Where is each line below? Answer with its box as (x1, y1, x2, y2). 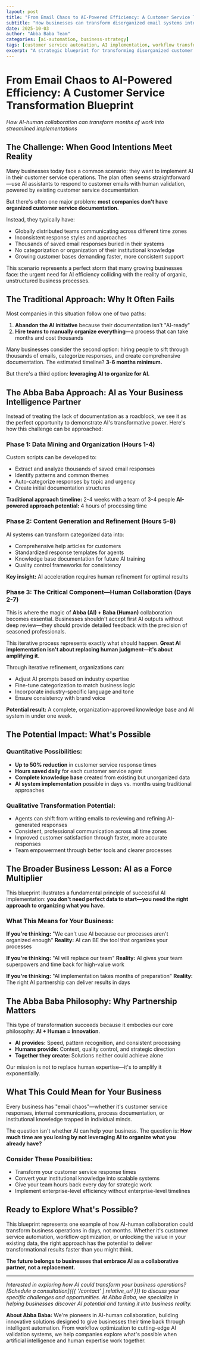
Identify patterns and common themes (14, 472, 109, 479)
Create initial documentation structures (14, 484, 111, 491)
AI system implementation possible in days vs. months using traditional (14, 780, 192, 787)
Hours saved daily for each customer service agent (14, 767, 142, 774)
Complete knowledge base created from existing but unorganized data (14, 774, 190, 781)
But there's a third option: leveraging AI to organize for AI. (6, 370, 150, 377)
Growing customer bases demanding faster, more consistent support (14, 253, 185, 260)
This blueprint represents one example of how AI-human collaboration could (6, 1220, 193, 1228)
